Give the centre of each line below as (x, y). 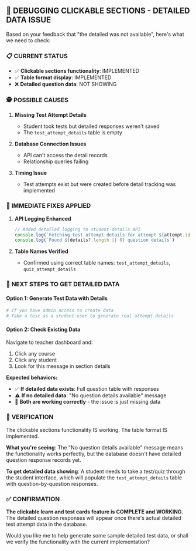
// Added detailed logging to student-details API (78, 229)
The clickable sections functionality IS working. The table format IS (87, 430)
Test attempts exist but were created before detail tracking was (99, 184)
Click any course (35, 354)
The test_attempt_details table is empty (73, 133)
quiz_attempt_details (49, 270)
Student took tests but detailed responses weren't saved (91, 126)
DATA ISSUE (29, 20)
